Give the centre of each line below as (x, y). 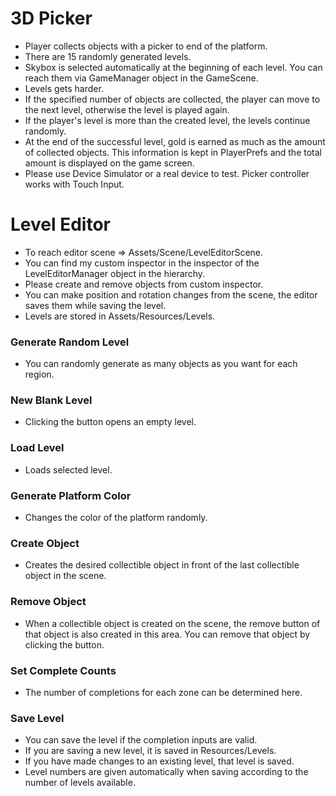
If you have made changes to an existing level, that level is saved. (159, 761)
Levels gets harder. (64, 88)
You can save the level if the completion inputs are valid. (141, 740)
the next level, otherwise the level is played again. (127, 109)
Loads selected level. (68, 469)
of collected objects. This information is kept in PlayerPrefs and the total (173, 152)
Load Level (37, 448)
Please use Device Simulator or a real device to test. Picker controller (167, 173)
